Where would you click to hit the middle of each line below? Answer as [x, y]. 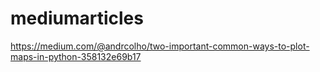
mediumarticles [77, 18]
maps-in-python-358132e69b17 [76, 56]
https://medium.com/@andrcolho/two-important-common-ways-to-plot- [160, 46]
